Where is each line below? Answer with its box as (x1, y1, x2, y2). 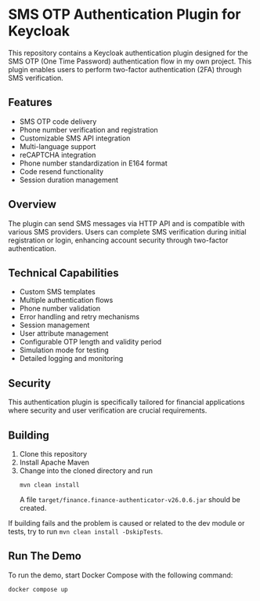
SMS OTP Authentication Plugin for (8, 5, 241, 24)
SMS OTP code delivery (19, 116, 97, 126)
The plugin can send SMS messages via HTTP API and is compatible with (8, 218, 245, 228)
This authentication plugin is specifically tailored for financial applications (8, 398, 245, 407)
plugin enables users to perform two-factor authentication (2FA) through (8, 64, 242, 74)
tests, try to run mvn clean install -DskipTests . (8, 527, 163, 536)
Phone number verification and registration (19, 125, 158, 134)
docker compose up (8, 585, 68, 593)
